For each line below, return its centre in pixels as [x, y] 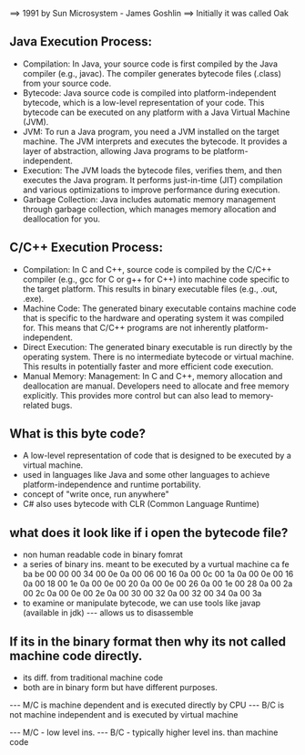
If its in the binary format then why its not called [148, 641]
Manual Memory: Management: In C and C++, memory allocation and [152, 376]
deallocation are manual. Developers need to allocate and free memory [156, 386]
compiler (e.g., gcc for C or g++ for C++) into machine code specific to [156, 279]
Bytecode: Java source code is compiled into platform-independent [149, 93]
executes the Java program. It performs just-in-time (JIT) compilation [153, 180]
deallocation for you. [61, 219]
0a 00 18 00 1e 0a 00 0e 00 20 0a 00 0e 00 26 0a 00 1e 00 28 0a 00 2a [158, 584]
